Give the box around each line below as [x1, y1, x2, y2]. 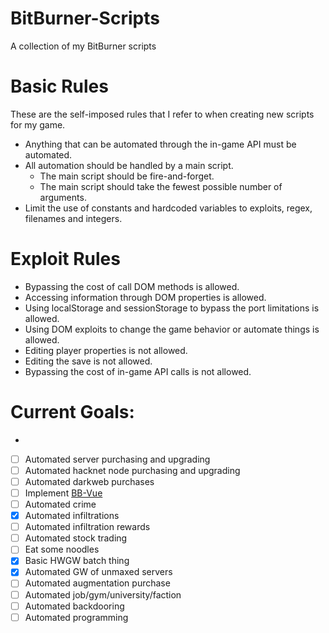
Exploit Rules [10, 248, 121, 271]
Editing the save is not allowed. [24, 355, 153, 367]
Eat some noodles [24, 543, 100, 556]
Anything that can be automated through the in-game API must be [24, 138, 297, 150]
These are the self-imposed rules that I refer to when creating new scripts [10, 108, 315, 120]
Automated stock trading [24, 532, 128, 544]
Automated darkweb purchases [24, 475, 155, 487]
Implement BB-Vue [24, 487, 103, 499]
